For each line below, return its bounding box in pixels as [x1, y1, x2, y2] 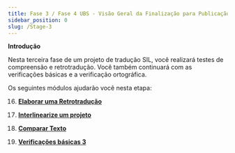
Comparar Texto [17, 124, 67, 133]
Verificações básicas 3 [17, 138, 86, 146]
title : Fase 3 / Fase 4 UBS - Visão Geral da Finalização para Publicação [8, 10, 230, 17]
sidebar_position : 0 [8, 17, 68, 24]
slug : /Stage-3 [8, 23, 52, 30]
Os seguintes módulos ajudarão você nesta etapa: [8, 84, 152, 92]
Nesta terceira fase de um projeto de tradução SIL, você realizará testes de [8, 56, 224, 64]
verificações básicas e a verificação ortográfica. [8, 70, 147, 79]
